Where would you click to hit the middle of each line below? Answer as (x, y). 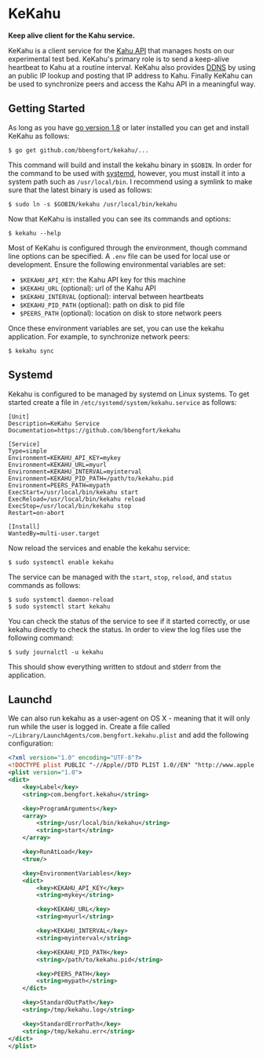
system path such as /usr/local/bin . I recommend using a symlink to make (130, 181)
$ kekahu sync (31, 351)
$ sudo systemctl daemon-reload (61, 600)
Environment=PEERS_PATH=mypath (59, 485)
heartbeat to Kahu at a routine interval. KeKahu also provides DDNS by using (132, 67)
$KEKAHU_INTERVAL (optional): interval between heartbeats (111, 296)
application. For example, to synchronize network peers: (99, 336)
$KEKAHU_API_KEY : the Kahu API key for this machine (102, 279)
